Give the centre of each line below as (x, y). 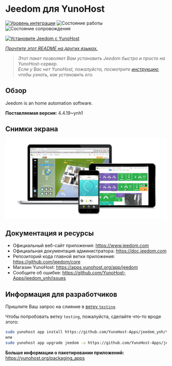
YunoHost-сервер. (38, 63)
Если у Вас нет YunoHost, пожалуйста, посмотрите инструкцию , (89, 69)
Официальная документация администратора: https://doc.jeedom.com (90, 251)
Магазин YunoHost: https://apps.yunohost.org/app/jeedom (75, 267)
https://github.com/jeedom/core (47, 262)
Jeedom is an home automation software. (49, 103)
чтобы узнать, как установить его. (56, 74)
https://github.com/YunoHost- (94, 273)
